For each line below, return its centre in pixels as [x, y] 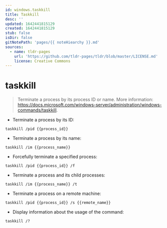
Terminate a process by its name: [47, 138]
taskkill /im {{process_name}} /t [41, 184]
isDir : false [19, 38]
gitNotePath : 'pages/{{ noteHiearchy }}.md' [52, 42]
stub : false [18, 33]
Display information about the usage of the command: [68, 212]
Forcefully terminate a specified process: [55, 157]
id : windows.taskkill [28, 10]
